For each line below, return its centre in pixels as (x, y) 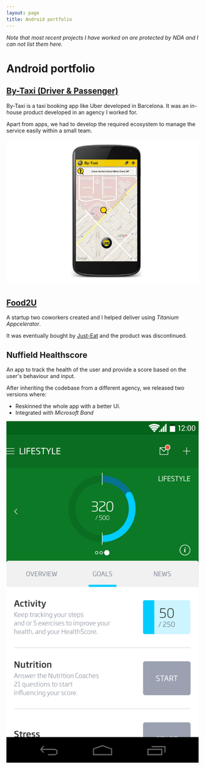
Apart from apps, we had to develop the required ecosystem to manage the (101, 124)
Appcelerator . (24, 324)
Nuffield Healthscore (47, 355)
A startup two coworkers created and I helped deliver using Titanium (92, 318)
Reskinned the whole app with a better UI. (68, 406)
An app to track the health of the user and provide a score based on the (96, 370)
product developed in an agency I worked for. (81, 112)
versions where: (27, 395)
